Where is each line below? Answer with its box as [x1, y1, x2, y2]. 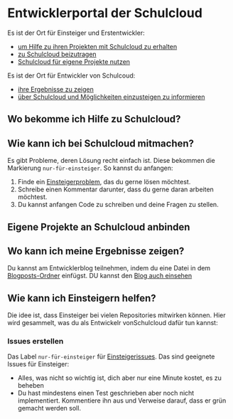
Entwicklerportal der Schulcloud [7, 5, 202, 21]
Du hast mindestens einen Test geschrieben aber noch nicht [17, 389, 195, 398]
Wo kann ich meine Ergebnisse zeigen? [7, 245, 185, 257]
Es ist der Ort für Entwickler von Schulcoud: [7, 71, 136, 80]
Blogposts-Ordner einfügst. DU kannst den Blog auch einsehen [7, 272, 193, 280]
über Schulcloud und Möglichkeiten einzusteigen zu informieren [17, 92, 205, 101]
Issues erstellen [7, 336, 64, 346]
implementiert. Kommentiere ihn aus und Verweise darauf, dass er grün [17, 396, 227, 405]
